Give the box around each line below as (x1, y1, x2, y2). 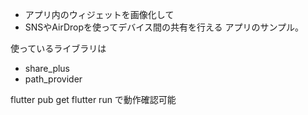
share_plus (24, 63, 71, 74)
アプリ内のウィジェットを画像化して (24, 9, 175, 20)
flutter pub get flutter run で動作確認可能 (10, 94, 177, 105)
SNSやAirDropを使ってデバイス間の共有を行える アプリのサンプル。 (24, 21, 305, 33)
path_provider (24, 73, 83, 85)
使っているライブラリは (10, 43, 107, 54)
